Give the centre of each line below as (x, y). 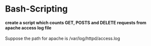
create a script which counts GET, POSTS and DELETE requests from (76, 22)
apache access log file (28, 28)
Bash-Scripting (37, 9)
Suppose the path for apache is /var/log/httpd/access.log (63, 38)
